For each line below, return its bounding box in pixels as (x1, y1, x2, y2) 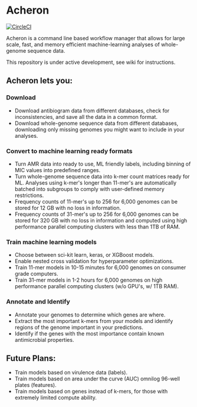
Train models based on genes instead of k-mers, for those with (14, 388, 168, 395)
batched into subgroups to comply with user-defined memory (14, 185, 165, 192)
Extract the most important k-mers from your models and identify (14, 317, 173, 324)
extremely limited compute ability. (14, 394, 97, 401)
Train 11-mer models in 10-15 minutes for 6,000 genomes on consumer (14, 264, 186, 271)
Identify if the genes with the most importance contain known (14, 330, 165, 337)
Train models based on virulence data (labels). (14, 369, 128, 376)
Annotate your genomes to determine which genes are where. (14, 311, 166, 318)
